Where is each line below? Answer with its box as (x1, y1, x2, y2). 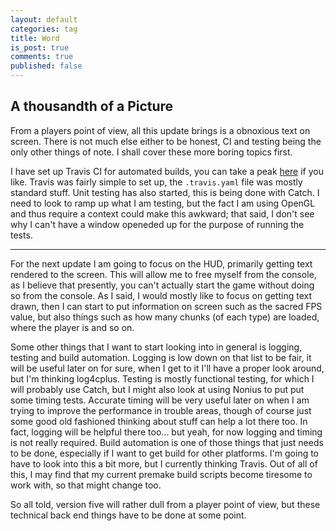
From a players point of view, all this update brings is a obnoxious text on (10, 124, 311, 136)
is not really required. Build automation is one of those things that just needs (10, 436, 324, 448)
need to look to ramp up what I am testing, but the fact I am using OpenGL (10, 197, 316, 209)
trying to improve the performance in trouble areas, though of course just (10, 404, 312, 416)
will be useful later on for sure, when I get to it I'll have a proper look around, (10, 362, 325, 374)
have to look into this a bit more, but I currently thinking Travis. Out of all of (10, 457, 318, 470)
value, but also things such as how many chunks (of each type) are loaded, (10, 311, 320, 323)
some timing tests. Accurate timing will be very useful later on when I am (10, 394, 310, 406)
